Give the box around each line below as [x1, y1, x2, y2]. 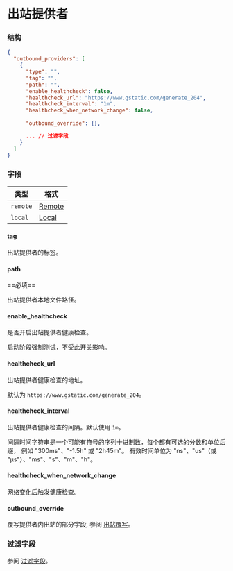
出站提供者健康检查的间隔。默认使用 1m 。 [7, 423, 125, 431]
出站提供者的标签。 [7, 248, 62, 257]
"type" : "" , [25, 69, 60, 76]
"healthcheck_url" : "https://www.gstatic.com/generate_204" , [25, 94, 207, 101]
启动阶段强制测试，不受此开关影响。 [7, 343, 111, 351]
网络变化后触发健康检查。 [7, 488, 80, 496]
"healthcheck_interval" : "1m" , [25, 101, 116, 108]
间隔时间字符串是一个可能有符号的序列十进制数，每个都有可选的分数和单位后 [7, 438, 226, 446]
